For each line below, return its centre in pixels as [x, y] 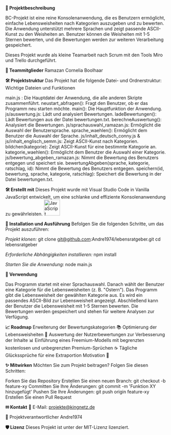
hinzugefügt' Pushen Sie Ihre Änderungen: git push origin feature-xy [77, 392]
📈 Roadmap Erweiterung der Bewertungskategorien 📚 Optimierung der [81, 327]
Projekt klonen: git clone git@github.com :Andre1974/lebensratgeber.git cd [83, 239]
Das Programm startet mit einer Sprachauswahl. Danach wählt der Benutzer [85, 284]
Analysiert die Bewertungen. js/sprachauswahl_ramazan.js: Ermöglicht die [83, 125]
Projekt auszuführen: [27, 229]
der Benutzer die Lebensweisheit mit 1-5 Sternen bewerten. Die [72, 306]
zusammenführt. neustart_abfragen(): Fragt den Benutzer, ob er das [77, 103]
